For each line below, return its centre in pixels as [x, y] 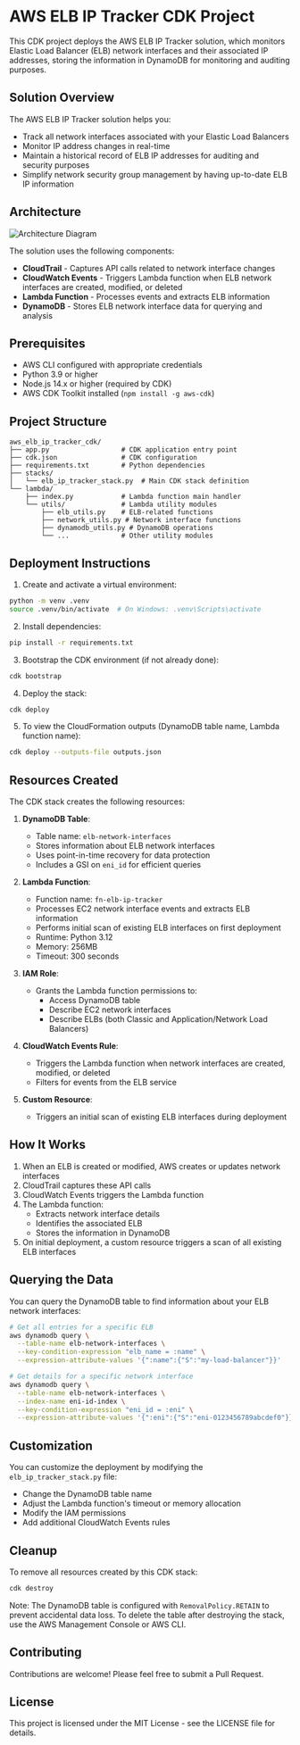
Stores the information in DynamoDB [103, 1233]
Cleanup [33, 1550]
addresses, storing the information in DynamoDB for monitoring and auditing [150, 60]
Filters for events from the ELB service [106, 1083]
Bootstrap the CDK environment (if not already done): [120, 660]
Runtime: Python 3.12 [74, 937]
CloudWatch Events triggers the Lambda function [113, 1194]
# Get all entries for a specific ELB [81, 1327]
